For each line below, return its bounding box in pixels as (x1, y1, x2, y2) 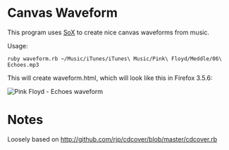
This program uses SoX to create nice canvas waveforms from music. (7, 28, 210, 36)
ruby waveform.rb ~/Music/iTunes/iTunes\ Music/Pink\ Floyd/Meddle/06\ (7, 55, 222, 62)
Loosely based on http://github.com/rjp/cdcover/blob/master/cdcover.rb (7, 135, 217, 143)
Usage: (7, 41, 28, 50)
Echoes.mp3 (7, 61, 39, 68)
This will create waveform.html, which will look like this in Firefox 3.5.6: (7, 74, 213, 82)
